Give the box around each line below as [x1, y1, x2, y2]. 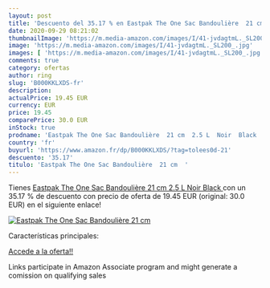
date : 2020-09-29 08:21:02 [8, 26, 99, 34]
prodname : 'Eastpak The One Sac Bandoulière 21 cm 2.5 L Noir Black [8, 131, 257, 139]
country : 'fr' [8, 138, 56, 147]
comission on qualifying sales [8, 270, 107, 281]
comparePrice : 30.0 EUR [8, 116, 88, 124]
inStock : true [8, 124, 56, 132]
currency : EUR [8, 101, 56, 109]
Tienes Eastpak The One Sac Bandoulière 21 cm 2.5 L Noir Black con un [8, 183, 247, 193]
